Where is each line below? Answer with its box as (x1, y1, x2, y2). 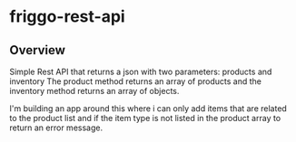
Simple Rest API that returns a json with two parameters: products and (9, 66, 272, 77)
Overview (9, 43, 66, 58)
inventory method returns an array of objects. (9, 86, 180, 96)
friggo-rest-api (9, 6, 125, 27)
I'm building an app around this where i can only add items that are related (9, 103, 288, 114)
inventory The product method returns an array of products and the (9, 76, 261, 87)
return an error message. (9, 122, 103, 133)
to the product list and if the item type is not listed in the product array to (9, 113, 281, 123)
